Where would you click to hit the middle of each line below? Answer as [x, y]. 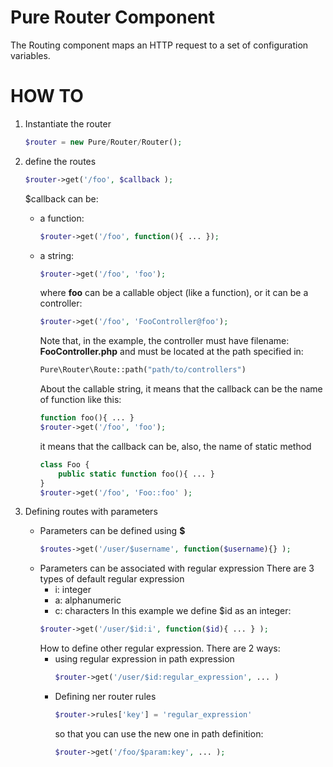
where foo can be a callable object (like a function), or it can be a [174, 293]
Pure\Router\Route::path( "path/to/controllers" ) [143, 370]
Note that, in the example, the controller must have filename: [164, 341]
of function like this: [80, 400]
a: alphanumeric [88, 600]
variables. [30, 55]
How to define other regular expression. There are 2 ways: [160, 648]
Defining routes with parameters [91, 512]
